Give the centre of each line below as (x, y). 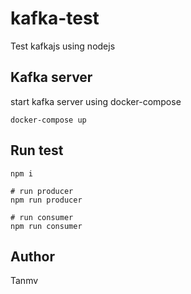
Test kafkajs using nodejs (63, 46)
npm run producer (46, 200)
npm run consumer (46, 226)
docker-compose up (48, 120)
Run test (37, 150)
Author (32, 256)
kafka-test (55, 18)
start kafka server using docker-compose (96, 101)
